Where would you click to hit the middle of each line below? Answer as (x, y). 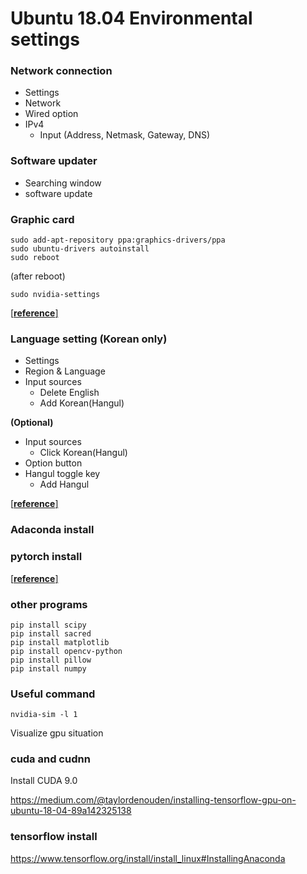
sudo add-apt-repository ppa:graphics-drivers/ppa (118, 240)
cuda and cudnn (50, 759)
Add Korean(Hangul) (82, 403)
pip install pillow (51, 660)
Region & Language (65, 371)
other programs (49, 604)
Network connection (61, 71)
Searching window (63, 183)
